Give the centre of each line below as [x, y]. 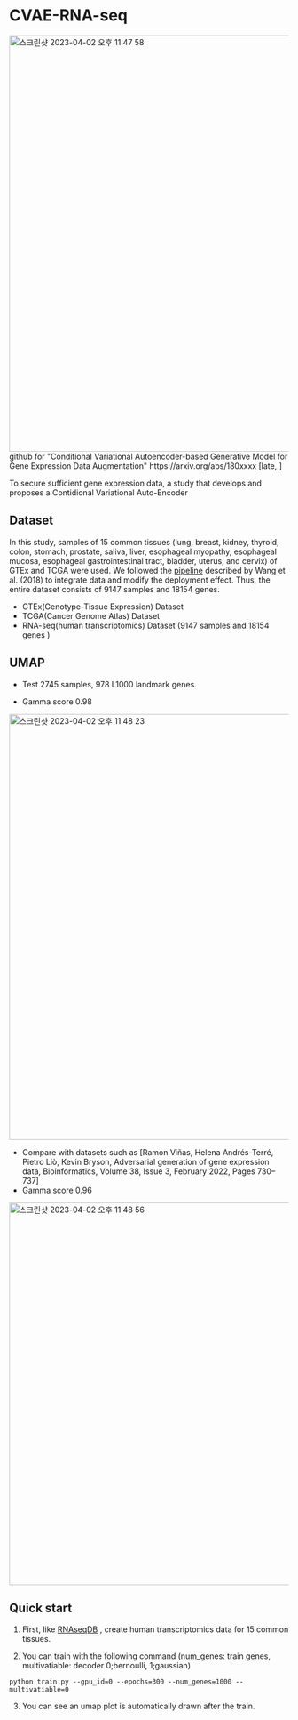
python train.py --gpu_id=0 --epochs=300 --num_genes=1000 [121, 1682]
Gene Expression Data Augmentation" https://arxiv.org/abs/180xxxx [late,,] [145, 466]
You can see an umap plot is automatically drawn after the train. [138, 1706]
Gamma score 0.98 [57, 701]
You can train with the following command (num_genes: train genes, [146, 1656]
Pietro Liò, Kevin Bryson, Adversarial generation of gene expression [145, 1161]
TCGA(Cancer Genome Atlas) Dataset [91, 615]
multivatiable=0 [39, 1690]
